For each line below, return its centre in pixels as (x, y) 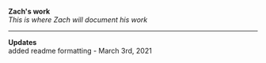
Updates (23, 42)
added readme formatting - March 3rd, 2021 (80, 51)
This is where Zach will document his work (78, 20)
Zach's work (29, 11)
